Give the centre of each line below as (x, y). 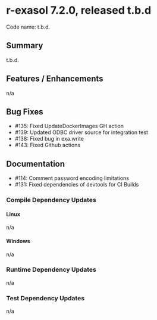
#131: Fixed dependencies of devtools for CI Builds (77, 185)
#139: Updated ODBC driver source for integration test (81, 132)
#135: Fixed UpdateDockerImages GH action (69, 126)
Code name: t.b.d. (28, 27)
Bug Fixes (25, 112)
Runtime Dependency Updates (51, 270)
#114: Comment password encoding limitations (72, 178)
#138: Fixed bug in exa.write (49, 139)
